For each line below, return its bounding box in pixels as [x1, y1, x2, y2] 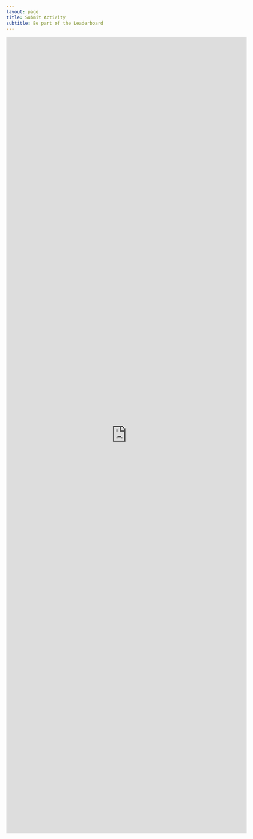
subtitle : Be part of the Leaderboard [6, 20, 103, 26]
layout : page [6, 8, 39, 15]
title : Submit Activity [6, 14, 66, 20]
